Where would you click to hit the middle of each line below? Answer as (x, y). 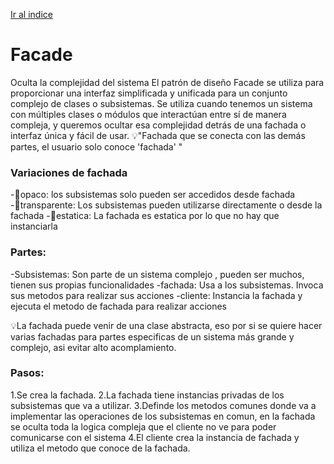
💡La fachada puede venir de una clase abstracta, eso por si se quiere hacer (166, 325)
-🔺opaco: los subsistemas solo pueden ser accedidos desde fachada (153, 195)
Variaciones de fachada (69, 172)
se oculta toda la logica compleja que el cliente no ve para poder (143, 426)
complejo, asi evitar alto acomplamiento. (93, 347)
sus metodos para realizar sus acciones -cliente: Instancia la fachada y (156, 295)
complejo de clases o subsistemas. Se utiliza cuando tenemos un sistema (161, 103)
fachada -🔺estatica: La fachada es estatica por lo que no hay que (145, 216)
